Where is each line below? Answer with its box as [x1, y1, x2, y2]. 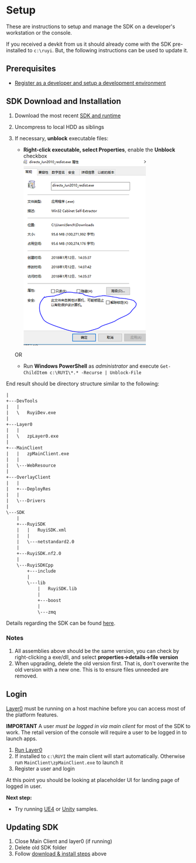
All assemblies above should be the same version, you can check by [14, 647, 180, 654]
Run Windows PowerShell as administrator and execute [23, 362, 159, 370]
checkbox [23, 152, 48, 159]
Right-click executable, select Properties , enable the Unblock [23, 146, 176, 153]
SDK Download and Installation [6, 96, 121, 106]
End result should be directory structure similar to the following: [6, 380, 160, 387]
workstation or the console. [6, 29, 72, 36]
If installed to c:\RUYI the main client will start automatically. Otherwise [14, 752, 185, 760]
